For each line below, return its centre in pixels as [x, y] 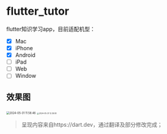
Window [26, 76]
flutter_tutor [38, 11]
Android [25, 55]
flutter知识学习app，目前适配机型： [51, 29]
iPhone [24, 48]
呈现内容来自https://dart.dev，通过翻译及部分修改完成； [92, 125]
